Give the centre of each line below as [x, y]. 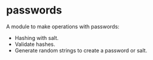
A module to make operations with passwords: [63, 26]
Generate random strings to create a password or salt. [81, 50]
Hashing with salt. [37, 38]
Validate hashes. [35, 44]
